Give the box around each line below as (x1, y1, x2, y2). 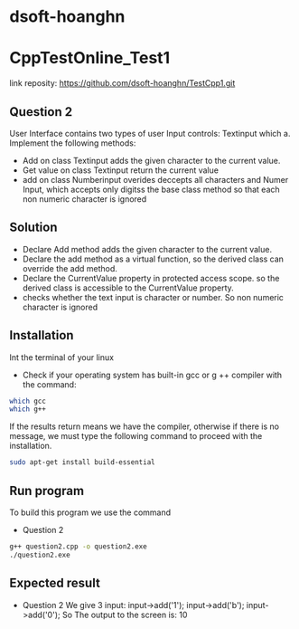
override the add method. (22, 262, 117, 273)
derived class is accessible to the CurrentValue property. (22, 282, 235, 293)
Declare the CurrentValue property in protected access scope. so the (22, 272, 280, 283)
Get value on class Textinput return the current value (22, 165, 220, 176)
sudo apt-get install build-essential (9, 458, 155, 467)
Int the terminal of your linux (9, 351, 115, 363)
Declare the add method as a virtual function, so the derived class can (22, 253, 285, 264)
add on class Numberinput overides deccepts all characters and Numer (22, 174, 289, 185)
